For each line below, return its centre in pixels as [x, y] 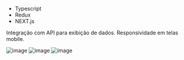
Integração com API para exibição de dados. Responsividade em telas [92, 33]
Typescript [28, 9]
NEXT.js [24, 21]
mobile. [16, 39]
